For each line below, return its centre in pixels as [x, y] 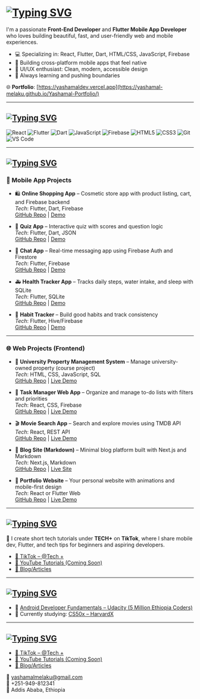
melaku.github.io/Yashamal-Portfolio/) [53, 93]
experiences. [22, 42]
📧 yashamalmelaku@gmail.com [45, 677]
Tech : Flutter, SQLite [40, 297]
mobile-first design [38, 487]
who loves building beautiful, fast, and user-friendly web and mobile [90, 35]
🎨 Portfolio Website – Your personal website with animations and [95, 480]
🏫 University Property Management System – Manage [82, 361]
